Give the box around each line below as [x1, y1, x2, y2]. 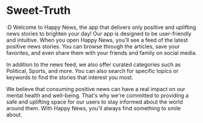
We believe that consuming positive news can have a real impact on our [6, 85, 186, 92]
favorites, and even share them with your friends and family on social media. [6, 49, 197, 56]
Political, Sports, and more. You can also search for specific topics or [6, 67, 179, 74]
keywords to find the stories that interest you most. [6, 74, 133, 81]
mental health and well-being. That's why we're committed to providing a [6, 92, 189, 99]
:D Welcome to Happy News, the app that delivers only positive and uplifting [6, 24, 196, 31]
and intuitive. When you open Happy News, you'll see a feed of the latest [6, 36, 188, 43]
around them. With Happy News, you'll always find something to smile [6, 104, 181, 112]
